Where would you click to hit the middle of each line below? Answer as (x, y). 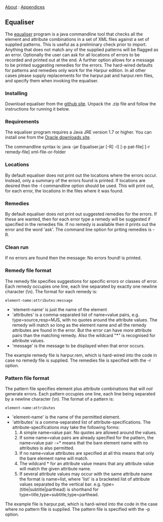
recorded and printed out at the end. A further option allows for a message (80, 60)
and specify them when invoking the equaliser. (52, 80)
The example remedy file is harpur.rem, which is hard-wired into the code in (81, 355)
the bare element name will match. (54, 458)
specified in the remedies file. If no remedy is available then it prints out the (81, 224)
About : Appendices (25, 7)
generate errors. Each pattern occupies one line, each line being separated (80, 393)
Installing (16, 93)
